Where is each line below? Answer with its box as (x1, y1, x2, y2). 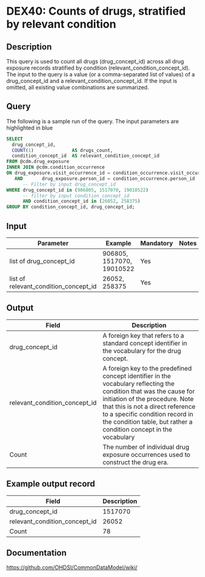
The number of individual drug (103, 443, 190, 451)
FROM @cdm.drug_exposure (6, 159, 70, 165)
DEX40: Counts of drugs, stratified (6, 4, 186, 18)
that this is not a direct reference (103, 402, 196, 410)
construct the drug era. (103, 458, 169, 466)
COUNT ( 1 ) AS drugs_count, (12, 147, 113, 153)
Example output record (6, 479, 96, 489)
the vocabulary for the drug (103, 346, 181, 355)
